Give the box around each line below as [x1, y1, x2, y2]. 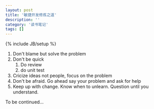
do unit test [20, 67, 45, 74]
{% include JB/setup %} [5, 41, 56, 47]
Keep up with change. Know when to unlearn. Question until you [12, 83, 149, 90]
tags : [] [5, 27, 24, 32]
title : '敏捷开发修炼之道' [5, 12, 57, 17]
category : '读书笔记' [5, 22, 49, 27]
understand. [12, 89, 39, 95]
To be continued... [5, 99, 44, 105]
